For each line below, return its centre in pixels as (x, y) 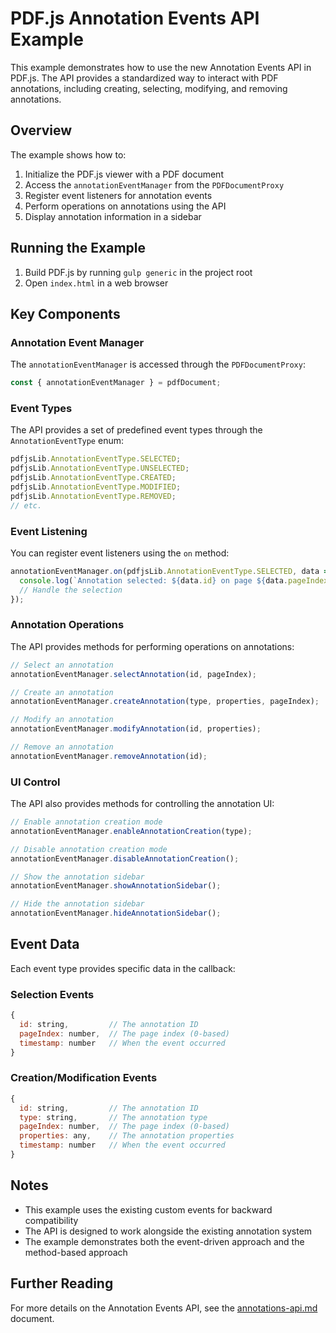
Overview (41, 130)
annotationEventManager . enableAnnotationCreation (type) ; (131, 831)
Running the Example (78, 248)
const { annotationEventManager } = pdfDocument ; (116, 383)
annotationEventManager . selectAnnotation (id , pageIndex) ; (133, 674)
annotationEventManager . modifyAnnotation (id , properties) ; (136, 729)
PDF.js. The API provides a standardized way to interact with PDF (144, 78)
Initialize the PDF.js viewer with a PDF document (124, 174)
